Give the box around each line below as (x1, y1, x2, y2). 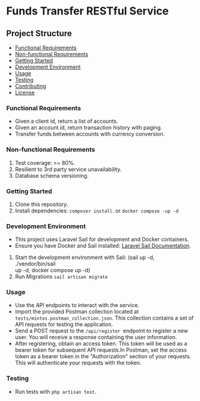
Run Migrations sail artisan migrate (14, 273, 108, 281)
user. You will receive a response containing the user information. (14, 334, 177, 341)
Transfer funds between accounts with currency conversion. (14, 131, 165, 138)
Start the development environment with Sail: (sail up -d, (14, 254, 155, 261)
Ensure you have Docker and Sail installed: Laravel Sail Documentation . (14, 242, 191, 249)
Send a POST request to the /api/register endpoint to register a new (14, 327, 188, 335)
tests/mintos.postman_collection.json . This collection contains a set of (14, 314, 194, 322)
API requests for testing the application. (14, 321, 114, 328)
